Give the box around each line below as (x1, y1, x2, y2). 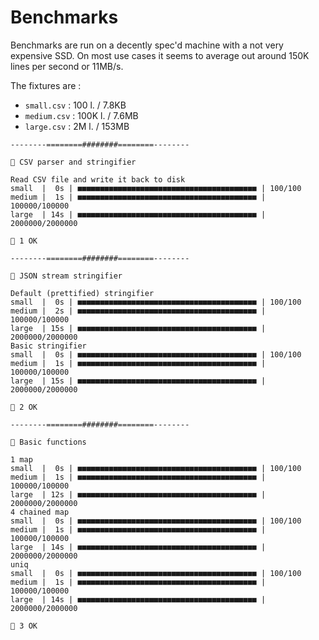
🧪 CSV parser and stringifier (10, 157, 137, 167)
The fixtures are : (10, 79, 82, 91)
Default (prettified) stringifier (10, 288, 155, 298)
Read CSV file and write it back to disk (10, 174, 186, 185)
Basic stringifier (10, 341, 87, 351)
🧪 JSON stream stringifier (10, 271, 123, 281)
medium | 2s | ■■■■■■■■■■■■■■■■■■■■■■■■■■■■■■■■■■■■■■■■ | (10, 306, 267, 316)
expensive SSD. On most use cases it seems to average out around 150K (10, 49, 310, 61)
